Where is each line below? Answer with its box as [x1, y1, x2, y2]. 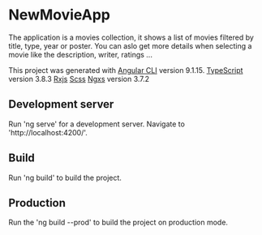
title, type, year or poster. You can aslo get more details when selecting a [8, 41, 252, 50]
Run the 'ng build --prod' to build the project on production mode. [8, 217, 229, 228]
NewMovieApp [8, 6, 111, 24]
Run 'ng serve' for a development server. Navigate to [8, 119, 185, 129]
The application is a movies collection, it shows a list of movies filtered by [8, 32, 254, 42]
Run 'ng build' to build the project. [8, 173, 122, 182]
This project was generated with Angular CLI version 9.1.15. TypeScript [8, 65, 243, 75]
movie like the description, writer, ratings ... [8, 49, 152, 59]
